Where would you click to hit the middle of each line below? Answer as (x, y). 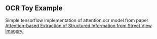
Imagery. (14, 31)
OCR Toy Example (34, 8)
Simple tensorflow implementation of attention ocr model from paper (77, 20)
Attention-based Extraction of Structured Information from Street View (78, 25)
